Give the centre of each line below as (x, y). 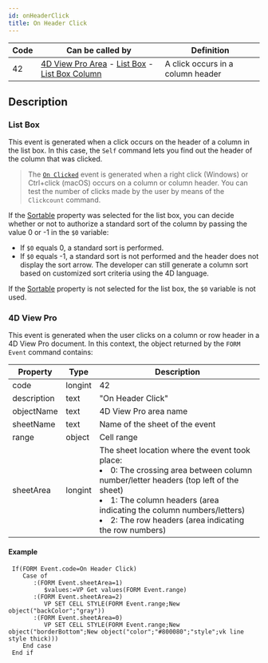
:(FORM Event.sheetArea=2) (78, 597)
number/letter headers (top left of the (169, 480)
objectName (35, 411)
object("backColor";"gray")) (57, 611)
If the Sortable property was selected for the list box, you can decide (121, 216)
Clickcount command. (64, 200)
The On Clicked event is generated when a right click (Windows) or (138, 175)
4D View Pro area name (144, 411)
